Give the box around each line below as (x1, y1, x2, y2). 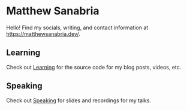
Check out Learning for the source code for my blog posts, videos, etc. (6, 63, 182, 71)
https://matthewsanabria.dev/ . (6, 30, 81, 37)
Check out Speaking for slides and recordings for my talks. (6, 97, 152, 104)
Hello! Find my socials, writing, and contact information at (6, 24, 149, 31)
